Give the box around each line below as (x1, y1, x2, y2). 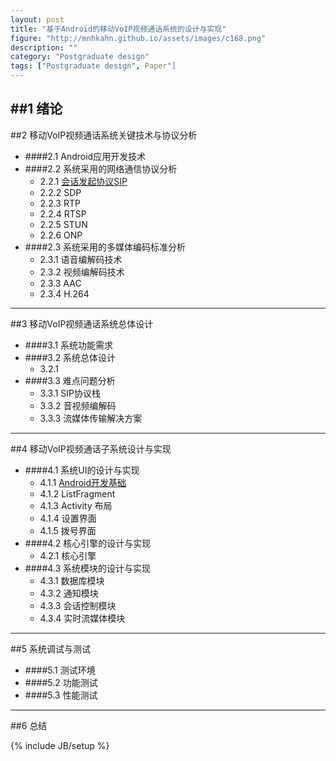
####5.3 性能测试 (24, 689, 98, 701)
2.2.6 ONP (39, 229, 83, 241)
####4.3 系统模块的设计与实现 (24, 562, 152, 574)
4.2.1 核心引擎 (39, 549, 97, 561)
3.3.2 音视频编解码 (39, 399, 117, 411)
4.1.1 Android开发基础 (39, 476, 127, 488)
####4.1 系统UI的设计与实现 (24, 464, 140, 476)
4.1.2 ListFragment (39, 487, 116, 500)
